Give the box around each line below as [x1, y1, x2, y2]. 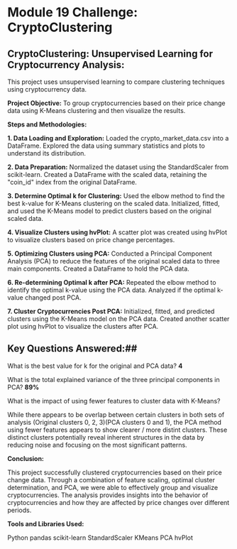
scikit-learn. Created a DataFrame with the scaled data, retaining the [7, 170, 207, 178]
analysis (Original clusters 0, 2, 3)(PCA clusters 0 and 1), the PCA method [7, 418, 222, 426]
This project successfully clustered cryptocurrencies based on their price [7, 468, 222, 477]
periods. [7, 506, 32, 514]
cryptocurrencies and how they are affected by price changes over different [7, 498, 230, 506]
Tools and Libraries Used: [7, 519, 84, 528]
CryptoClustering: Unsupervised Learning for [7, 48, 213, 60]
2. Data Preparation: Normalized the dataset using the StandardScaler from [7, 163, 229, 171]
